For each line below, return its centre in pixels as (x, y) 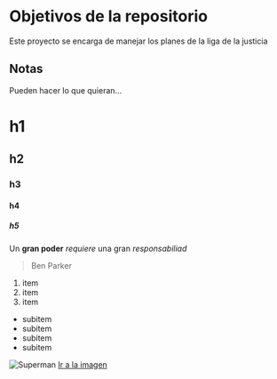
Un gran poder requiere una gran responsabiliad (98, 248)
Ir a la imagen (83, 364)
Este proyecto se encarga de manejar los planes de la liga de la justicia (138, 41)
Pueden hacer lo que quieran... (66, 90)
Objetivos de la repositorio (109, 16)
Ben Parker (51, 265)
